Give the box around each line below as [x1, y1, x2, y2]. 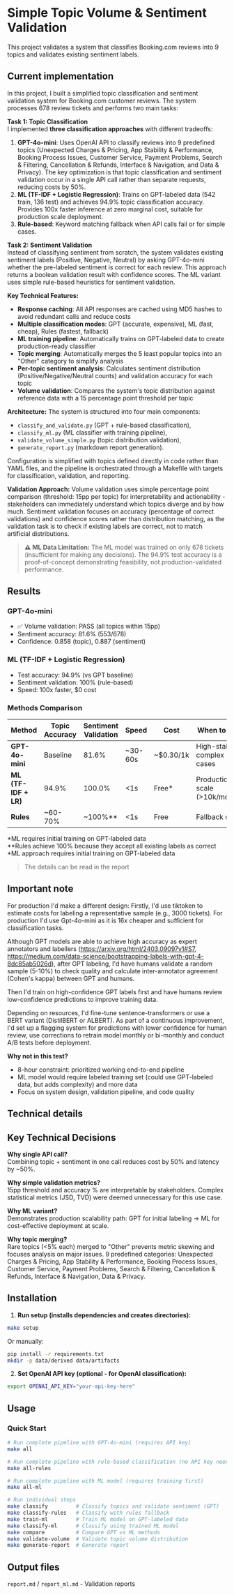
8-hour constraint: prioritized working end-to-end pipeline [17, 1065, 185, 1074]
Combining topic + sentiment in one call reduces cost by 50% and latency [7, 1158, 219, 1166]
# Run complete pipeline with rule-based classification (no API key [7, 1458, 214, 1465]
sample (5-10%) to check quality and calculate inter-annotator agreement [7, 966, 218, 975]
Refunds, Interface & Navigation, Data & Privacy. [7, 1272, 146, 1281]
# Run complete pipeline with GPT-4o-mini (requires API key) [7, 1439, 192, 1446]
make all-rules [7, 1465, 52, 1472]
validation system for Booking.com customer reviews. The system [7, 96, 196, 105]
